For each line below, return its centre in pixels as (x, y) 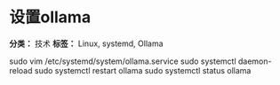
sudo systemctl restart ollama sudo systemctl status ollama (143, 70)
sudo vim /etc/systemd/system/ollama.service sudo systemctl (123, 61)
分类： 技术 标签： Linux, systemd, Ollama (86, 43)
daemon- (255, 61)
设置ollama (50, 17)
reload (21, 70)
